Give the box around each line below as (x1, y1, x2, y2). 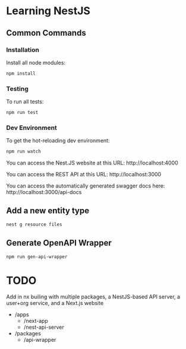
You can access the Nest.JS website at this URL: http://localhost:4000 (6, 159, 178, 167)
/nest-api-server (23, 323, 64, 331)
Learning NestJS (6, 4, 91, 18)
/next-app (23, 318, 49, 325)
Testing (6, 84, 29, 93)
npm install (6, 70, 36, 77)
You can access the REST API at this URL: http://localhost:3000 (6, 171, 162, 178)
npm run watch (6, 148, 42, 155)
